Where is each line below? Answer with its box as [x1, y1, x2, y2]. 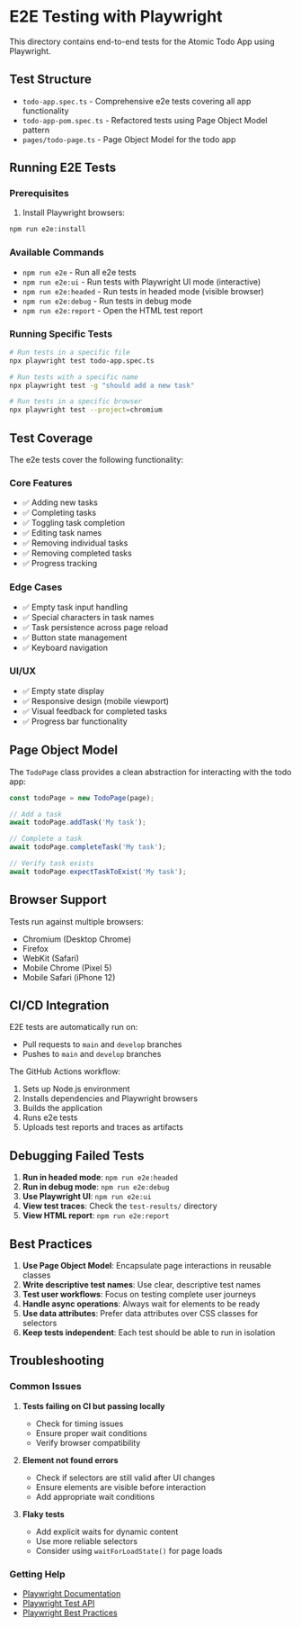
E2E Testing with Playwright [9, 6, 223, 27]
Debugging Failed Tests [9, 1148, 145, 1163]
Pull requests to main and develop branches [22, 1039, 182, 1050]
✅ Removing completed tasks [22, 547, 132, 559]
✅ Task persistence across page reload [22, 621, 169, 632]
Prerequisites [9, 187, 69, 200]
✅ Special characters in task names [22, 611, 155, 622]
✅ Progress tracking [22, 558, 98, 569]
